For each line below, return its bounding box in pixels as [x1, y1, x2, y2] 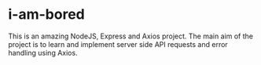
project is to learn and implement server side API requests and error [8, 39, 228, 49]
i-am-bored [8, 5, 85, 23]
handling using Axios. [8, 48, 78, 57]
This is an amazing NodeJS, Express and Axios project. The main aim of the [8, 31, 254, 41]
